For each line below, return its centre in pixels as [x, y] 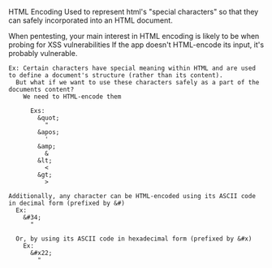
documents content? [41, 89]
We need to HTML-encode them [72, 97]
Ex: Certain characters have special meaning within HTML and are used [132, 68]
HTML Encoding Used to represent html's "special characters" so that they [134, 12]
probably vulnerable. [43, 53]
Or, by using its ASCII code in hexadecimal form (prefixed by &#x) [134, 239]
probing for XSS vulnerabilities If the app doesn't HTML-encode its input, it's [136, 45]
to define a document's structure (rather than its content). [116, 76]
